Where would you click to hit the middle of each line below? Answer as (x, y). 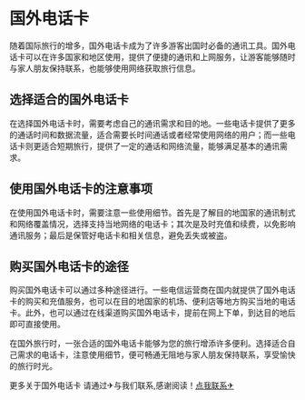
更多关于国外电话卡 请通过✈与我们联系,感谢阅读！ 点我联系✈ (122, 385)
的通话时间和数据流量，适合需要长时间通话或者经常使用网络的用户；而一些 (148, 135)
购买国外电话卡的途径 (69, 266)
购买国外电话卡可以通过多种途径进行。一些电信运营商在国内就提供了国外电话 (152, 290)
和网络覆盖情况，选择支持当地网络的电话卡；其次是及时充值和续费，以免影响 (152, 224)
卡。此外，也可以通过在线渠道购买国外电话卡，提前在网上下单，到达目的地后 (152, 313)
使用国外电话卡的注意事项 (81, 189)
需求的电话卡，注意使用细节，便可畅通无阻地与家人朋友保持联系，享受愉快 (156, 355)
